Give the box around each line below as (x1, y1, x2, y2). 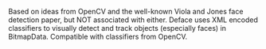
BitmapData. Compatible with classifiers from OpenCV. (8, 32, 188, 41)
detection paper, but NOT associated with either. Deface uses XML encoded (8, 15, 259, 24)
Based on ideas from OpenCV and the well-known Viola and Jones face (8, 7, 244, 16)
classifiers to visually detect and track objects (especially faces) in (8, 24, 227, 32)
